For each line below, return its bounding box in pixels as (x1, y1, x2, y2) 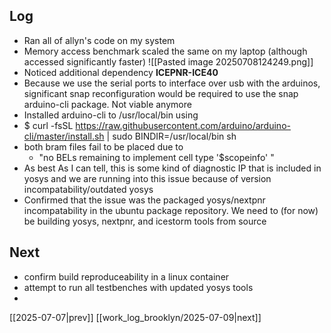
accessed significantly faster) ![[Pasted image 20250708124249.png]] (23, 55, 314, 68)
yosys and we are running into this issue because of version (23, 172, 272, 184)
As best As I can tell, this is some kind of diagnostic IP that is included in (23, 162, 322, 174)
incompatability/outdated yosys (23, 183, 154, 195)
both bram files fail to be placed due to (23, 140, 184, 153)
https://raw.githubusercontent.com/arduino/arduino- (75, 119, 291, 131)
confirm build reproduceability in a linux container (23, 270, 230, 283)
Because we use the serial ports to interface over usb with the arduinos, (23, 77, 321, 89)
